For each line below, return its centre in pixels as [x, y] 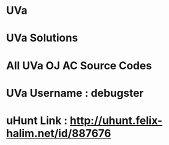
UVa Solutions [42, 38]
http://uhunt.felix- [116, 120]
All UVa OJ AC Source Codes [79, 65]
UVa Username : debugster [75, 93]
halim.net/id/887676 [59, 133]
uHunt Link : [37, 120]
